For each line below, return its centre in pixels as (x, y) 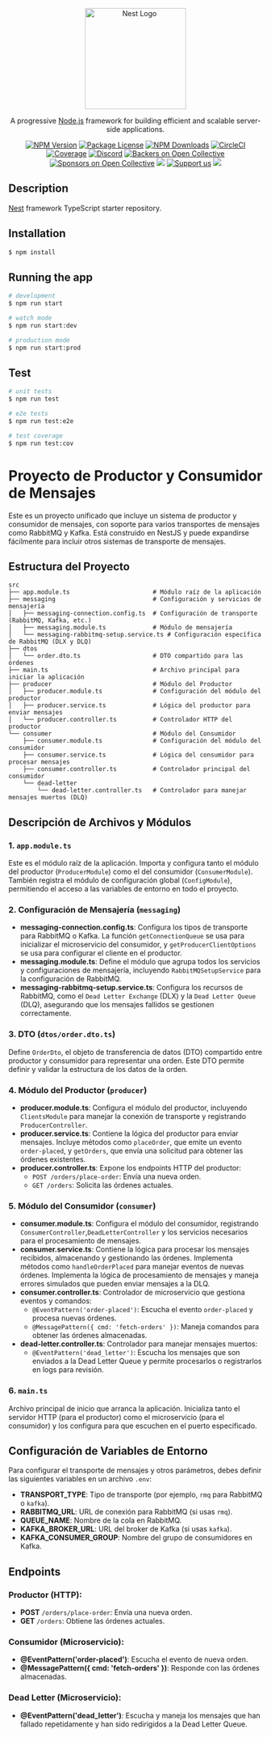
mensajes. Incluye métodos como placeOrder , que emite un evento (131, 1142)
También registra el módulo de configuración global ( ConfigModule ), (120, 880)
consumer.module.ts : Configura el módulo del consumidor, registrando (140, 1224)
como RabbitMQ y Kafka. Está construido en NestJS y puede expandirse (129, 532)
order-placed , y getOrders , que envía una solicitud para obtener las (131, 1150)
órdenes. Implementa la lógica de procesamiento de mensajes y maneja (140, 1275)
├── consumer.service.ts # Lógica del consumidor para (138, 755)
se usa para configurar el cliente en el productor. (101, 953)
